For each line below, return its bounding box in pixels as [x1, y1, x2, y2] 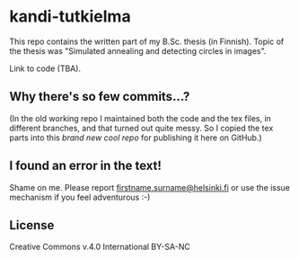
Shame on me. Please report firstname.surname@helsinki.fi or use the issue [9, 182, 290, 192]
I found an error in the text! [9, 158, 162, 174]
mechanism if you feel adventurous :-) [9, 192, 151, 202]
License [9, 218, 55, 233]
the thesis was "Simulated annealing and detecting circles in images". [9, 45, 267, 56]
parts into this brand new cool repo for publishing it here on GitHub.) [9, 132, 262, 143]
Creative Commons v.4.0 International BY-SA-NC [9, 241, 190, 253]
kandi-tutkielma [9, 6, 132, 27]
